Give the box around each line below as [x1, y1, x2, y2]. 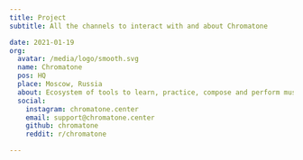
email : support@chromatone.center [25, 113, 155, 122]
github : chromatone [25, 121, 99, 130]
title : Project [9, 13, 67, 22]
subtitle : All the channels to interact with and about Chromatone [9, 22, 269, 31]
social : [17, 96, 47, 105]
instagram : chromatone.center [25, 104, 140, 113]
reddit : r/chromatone [25, 129, 106, 139]
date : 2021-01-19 [9, 38, 75, 47]
